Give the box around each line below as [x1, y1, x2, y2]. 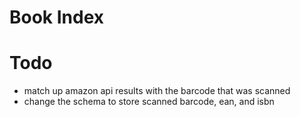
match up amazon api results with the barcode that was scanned [23, 85, 291, 97]
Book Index [9, 6, 105, 29]
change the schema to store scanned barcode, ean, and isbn [23, 96, 275, 108]
